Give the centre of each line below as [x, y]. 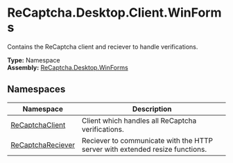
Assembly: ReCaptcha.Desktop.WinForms [68, 67]
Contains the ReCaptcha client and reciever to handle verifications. [103, 46]
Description [152, 109]
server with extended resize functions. [144, 149]
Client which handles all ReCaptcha [139, 121]
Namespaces [36, 89]
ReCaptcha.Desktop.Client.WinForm [114, 13]
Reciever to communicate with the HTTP [147, 140]
